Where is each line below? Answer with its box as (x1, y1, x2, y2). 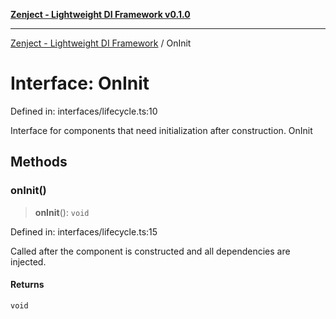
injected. (10, 255, 47, 268)
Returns (10, 279, 45, 291)
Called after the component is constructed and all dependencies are (10, 245, 291, 257)
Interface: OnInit (10, 72, 150, 95)
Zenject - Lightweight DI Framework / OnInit (10, 37, 192, 49)
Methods (10, 154, 68, 171)
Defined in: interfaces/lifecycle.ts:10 (10, 105, 158, 117)
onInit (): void (34, 206, 90, 218)
